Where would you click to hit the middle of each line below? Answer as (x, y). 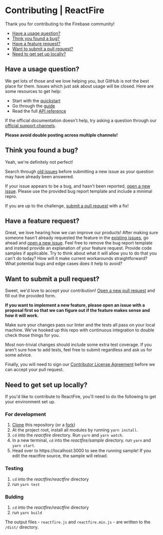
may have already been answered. (40, 176)
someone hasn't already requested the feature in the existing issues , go (77, 238)
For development (26, 414)
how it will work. (22, 315)
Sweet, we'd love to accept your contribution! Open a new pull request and (80, 291)
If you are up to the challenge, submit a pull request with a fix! (67, 206)
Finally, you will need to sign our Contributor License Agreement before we (80, 364)
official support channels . (31, 125)
